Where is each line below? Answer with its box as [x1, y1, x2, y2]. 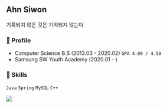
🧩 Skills [6, 71, 28, 79]
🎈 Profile [6, 36, 31, 44]
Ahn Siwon [6, 5, 47, 15]
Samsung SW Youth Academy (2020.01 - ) [14, 56, 118, 63]
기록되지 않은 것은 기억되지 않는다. [6, 21, 85, 28]
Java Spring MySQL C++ [6, 85, 58, 91]
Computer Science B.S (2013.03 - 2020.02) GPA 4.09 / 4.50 [14, 50, 162, 57]
